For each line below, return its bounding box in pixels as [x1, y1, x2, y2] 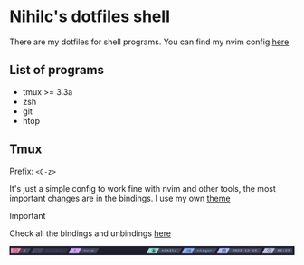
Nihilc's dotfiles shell [9, 6, 170, 27]
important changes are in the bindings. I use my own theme [9, 193, 231, 203]
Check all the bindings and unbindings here [9, 228, 172, 239]
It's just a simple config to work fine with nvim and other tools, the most [9, 183, 276, 194]
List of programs [9, 62, 105, 78]
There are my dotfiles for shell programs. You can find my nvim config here [9, 36, 290, 47]
